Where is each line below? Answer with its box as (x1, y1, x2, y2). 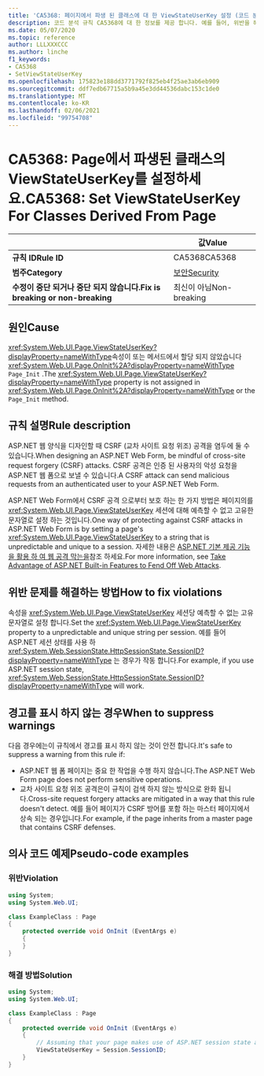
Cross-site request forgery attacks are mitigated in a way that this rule (27, 794, 255, 803)
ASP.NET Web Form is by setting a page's (8, 525, 144, 534)
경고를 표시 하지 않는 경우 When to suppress (8, 706, 214, 719)
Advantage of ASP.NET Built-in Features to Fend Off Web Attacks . (8, 561, 222, 570)
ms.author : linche (8, 48, 68, 56)
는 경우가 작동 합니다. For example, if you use (113, 655, 254, 666)
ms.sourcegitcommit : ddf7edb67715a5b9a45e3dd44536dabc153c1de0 (8, 84, 220, 93)
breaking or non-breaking (12, 292, 112, 303)
